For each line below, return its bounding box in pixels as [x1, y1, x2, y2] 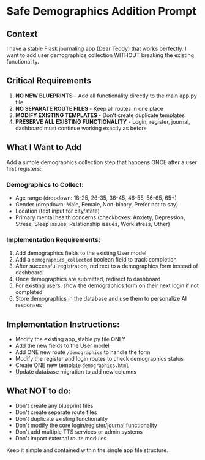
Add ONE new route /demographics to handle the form [15, 349, 151, 356]
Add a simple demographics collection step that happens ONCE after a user [6, 158, 198, 166]
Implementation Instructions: [6, 319, 121, 330]
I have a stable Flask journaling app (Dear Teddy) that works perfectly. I [6, 45, 187, 52]
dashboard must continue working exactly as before [15, 124, 147, 132]
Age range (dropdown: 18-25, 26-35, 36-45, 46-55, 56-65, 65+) [15, 194, 177, 202]
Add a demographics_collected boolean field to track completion [15, 256, 177, 263]
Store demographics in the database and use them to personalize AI [15, 295, 187, 303]
